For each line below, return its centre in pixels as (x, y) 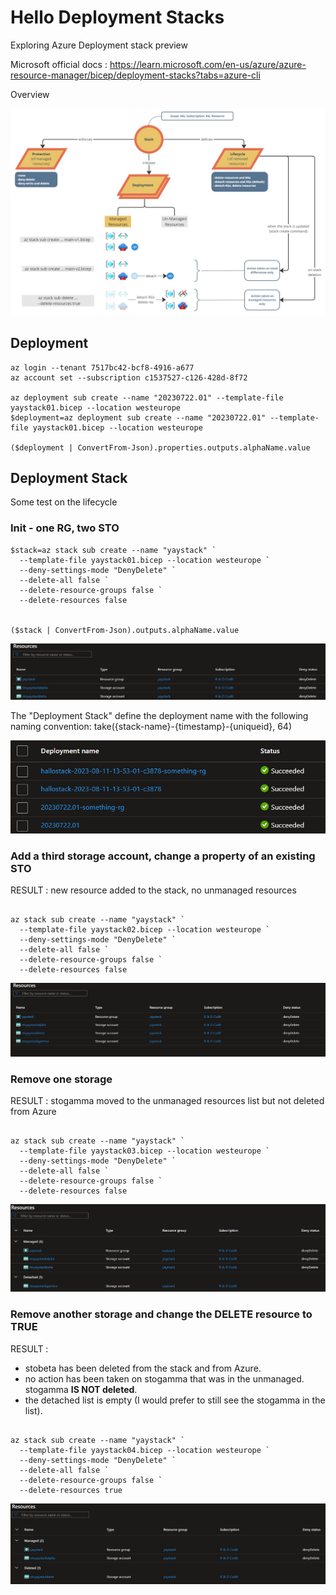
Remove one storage (61, 1079)
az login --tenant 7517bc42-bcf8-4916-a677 (102, 367)
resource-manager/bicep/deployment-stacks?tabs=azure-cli (135, 75)
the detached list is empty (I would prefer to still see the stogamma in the (175, 1400)
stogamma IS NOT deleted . (81, 1389)
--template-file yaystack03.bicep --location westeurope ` (145, 1151)
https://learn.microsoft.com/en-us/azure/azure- (208, 64)
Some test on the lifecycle (64, 502)
